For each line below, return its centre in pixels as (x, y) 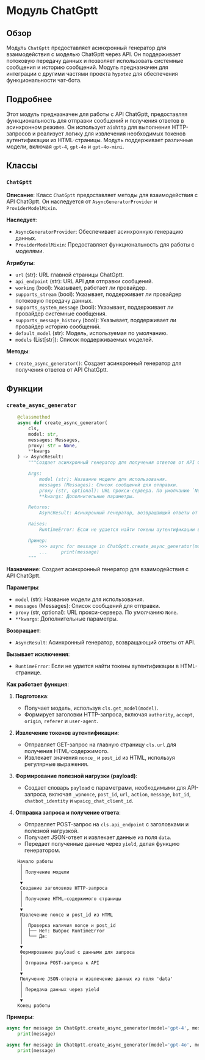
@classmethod (34, 417)
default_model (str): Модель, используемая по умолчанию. (92, 333)
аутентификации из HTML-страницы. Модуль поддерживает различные (100, 140)
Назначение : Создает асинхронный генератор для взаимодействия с (98, 569)
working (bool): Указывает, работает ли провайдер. (81, 287)
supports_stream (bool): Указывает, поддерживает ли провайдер (98, 294)
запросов (19, 133)
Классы (22, 166)
